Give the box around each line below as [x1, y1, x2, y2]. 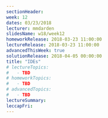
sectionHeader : [6, 8, 44, 15]
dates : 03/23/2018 [6, 20, 52, 26]
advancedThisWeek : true [6, 48, 65, 54]
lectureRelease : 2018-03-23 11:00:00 [6, 42, 100, 48]
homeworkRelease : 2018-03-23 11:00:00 [6, 36, 102, 42]
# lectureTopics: [6, 64, 49, 70]
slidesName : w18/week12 [6, 31, 65, 37]
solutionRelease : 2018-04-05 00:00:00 [6, 53, 102, 59]
